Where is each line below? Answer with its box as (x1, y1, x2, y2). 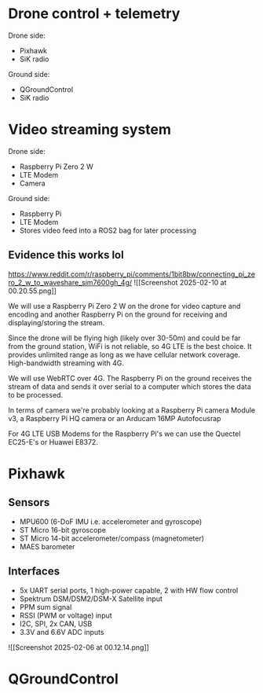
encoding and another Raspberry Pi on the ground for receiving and (8, 310, 228, 319)
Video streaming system (8, 121, 171, 138)
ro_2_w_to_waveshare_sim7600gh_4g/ (8, 277, 133, 287)
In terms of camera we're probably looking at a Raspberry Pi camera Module (8, 405, 256, 415)
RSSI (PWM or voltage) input (19, 610, 112, 620)
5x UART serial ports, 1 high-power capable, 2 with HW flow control (19, 585, 239, 595)
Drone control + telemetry (8, 5, 181, 23)
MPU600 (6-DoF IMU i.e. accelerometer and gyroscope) (19, 516, 203, 526)
